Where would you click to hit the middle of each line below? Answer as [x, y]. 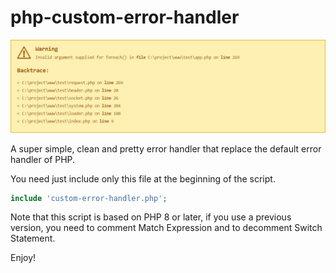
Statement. [33, 238]
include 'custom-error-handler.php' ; [89, 198]
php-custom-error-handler [125, 17]
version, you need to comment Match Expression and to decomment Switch [166, 228]
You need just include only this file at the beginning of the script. [143, 178]
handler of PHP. [43, 159]
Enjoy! [23, 258]
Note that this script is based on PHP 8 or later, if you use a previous [151, 217]
